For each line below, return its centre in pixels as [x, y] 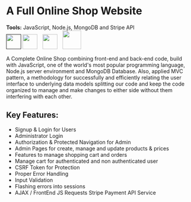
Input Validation [34, 180]
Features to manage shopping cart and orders [71, 154]
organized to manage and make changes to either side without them [90, 90]
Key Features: [32, 115]
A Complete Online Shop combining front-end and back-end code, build [94, 58]
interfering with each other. [39, 96]
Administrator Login [39, 135]
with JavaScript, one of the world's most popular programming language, [95, 65]
